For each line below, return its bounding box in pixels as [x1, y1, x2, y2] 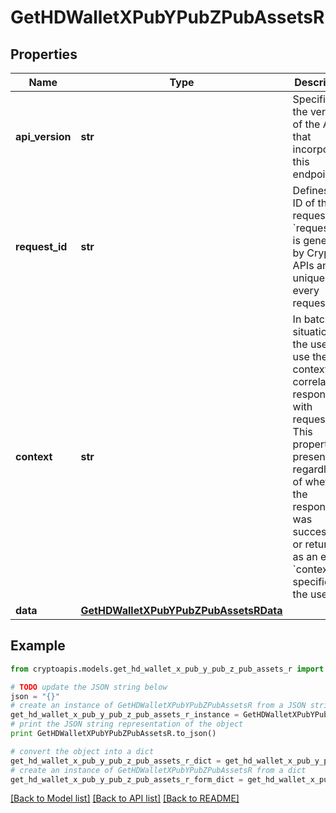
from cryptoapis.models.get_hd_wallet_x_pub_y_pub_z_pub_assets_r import [10, 664, 325, 674]
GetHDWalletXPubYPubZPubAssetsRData [80, 604, 283, 617]
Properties [10, 46, 78, 63]
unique [292, 271, 325, 285]
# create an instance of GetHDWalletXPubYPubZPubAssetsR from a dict [10, 765, 307, 775]
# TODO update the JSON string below [10, 682, 168, 692]
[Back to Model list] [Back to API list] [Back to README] [10, 792, 240, 805]
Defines [292, 184, 330, 197]
